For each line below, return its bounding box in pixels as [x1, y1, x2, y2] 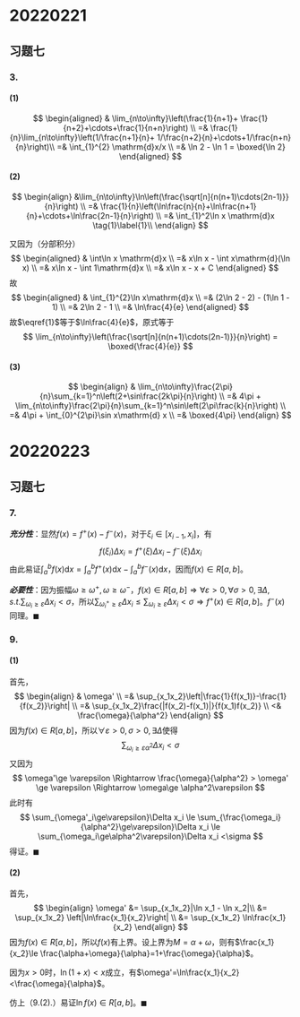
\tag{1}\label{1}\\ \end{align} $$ [92, 220, 209, 230]
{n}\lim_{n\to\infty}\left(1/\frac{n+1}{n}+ [9, 132, 155, 142]
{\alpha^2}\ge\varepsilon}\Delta [80, 822, 197, 832]
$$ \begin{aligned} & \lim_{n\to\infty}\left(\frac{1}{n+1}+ [32, 113, 239, 124]
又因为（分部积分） [9, 238, 81, 249]
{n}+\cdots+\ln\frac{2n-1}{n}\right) [26, 210, 154, 220]
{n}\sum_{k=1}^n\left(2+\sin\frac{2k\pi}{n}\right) [39, 391, 218, 401]
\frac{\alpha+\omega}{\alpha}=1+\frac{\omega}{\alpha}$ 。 [39, 948, 259, 959]
